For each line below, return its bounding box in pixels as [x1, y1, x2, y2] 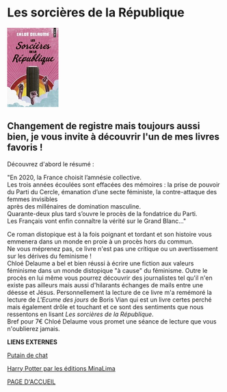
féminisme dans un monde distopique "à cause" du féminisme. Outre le [7, 266, 208, 274]
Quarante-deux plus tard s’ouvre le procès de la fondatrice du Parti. [7, 209, 198, 218]
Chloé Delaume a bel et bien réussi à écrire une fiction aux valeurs [7, 259, 194, 267]
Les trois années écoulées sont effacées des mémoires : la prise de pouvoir [7, 180, 220, 189]
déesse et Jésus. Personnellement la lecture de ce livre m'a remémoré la [7, 288, 212, 296]
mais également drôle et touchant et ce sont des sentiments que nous [7, 302, 204, 311]
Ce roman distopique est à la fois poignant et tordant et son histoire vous [7, 230, 212, 238]
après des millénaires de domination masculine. [7, 202, 142, 210]
